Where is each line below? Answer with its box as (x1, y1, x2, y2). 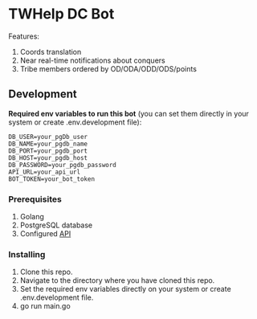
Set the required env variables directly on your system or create (19, 284, 231, 294)
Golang (19, 212, 44, 222)
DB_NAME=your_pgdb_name (8, 140, 88, 148)
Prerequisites (8, 194, 62, 205)
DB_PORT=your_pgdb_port (8, 146, 88, 155)
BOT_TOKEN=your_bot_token (8, 174, 95, 183)
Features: (8, 31, 40, 41)
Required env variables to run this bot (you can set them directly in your (8, 108, 249, 118)
